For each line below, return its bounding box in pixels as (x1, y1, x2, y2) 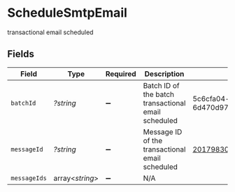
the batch (143, 89, 175, 99)
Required (105, 68, 136, 78)
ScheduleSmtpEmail (7, 5, 128, 21)
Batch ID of (143, 80, 180, 90)
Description (144, 68, 185, 78)
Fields (7, 48, 35, 60)
